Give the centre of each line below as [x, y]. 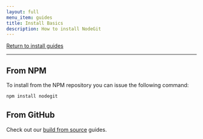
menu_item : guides [29, 18]
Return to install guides [35, 46]
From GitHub [31, 115]
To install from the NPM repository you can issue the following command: [98, 85]
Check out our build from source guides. [56, 129]
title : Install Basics [35, 23]
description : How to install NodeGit [54, 29]
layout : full [23, 12]
